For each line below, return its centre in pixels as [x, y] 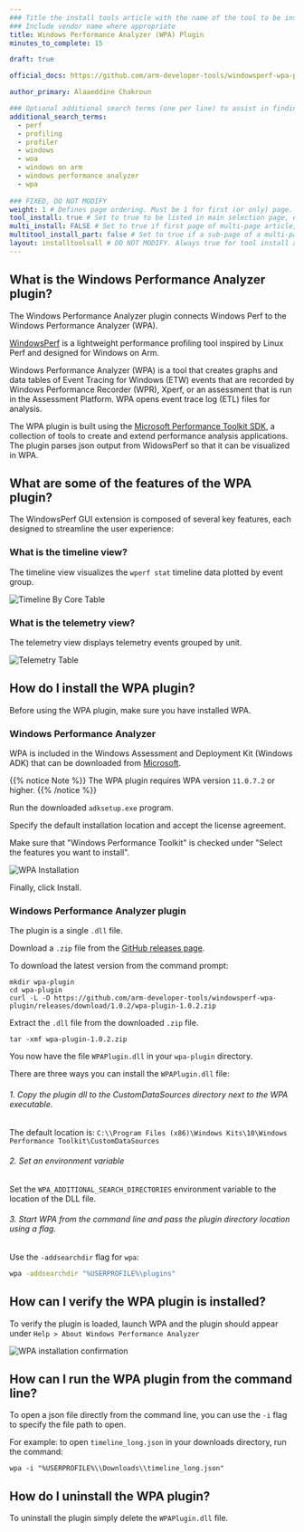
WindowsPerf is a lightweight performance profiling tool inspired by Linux [147, 343]
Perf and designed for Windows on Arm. [85, 352]
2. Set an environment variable [67, 1161]
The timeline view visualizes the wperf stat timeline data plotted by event [146, 572]
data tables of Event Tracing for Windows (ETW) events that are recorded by [152, 379]
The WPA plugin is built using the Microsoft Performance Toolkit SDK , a [142, 426]
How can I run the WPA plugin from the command [151, 1379]
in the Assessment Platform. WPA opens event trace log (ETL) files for [140, 398]
